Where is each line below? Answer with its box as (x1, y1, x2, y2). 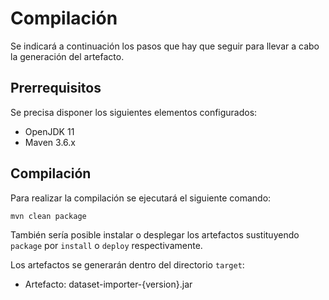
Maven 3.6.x (24, 136, 76, 148)
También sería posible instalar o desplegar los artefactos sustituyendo (10, 229, 300, 241)
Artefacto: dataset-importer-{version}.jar (24, 278, 193, 291)
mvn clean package (10, 211, 87, 221)
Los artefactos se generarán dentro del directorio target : (10, 259, 245, 271)
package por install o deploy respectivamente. (10, 240, 203, 252)
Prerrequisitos (10, 80, 102, 97)
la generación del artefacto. (10, 50, 125, 62)
